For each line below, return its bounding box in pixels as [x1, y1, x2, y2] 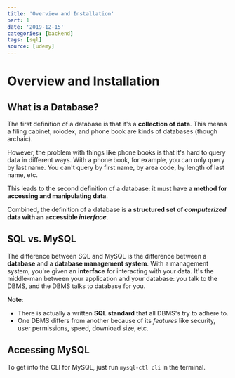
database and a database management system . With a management [7, 259, 209, 268]
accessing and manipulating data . [7, 192, 109, 200]
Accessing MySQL [7, 344, 90, 356]
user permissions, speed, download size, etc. [17, 324, 149, 332]
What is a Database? [7, 101, 100, 113]
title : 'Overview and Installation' [7, 10, 114, 18]
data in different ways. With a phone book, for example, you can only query [7, 156, 225, 164]
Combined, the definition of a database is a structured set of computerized [7, 205, 227, 214]
